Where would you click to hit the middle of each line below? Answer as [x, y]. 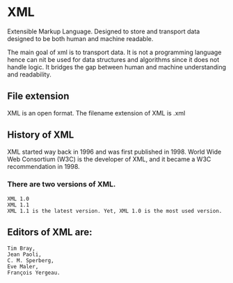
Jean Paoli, [24, 254]
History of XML [41, 135]
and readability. [30, 74]
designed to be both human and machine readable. [80, 38]
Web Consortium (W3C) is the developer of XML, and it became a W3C [109, 159]
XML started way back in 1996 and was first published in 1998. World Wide [114, 152]
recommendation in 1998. [43, 166]
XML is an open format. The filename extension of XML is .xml [96, 113]
